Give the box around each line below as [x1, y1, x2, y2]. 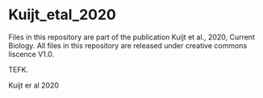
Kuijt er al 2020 [8, 80, 59, 90]
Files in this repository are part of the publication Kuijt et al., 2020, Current [8, 32, 256, 42]
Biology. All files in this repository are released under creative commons [8, 40, 248, 50]
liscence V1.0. [8, 49, 55, 59]
